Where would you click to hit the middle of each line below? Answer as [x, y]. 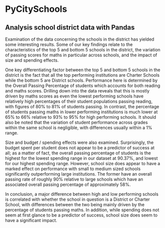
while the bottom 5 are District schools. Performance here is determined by [81, 80]
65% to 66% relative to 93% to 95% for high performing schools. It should [81, 117]
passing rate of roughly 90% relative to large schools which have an [74, 179]
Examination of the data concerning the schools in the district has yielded [80, 39]
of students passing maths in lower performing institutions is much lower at [82, 112]
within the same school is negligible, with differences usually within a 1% [79, 128]
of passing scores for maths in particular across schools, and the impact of [81, 55]
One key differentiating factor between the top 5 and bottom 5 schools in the [83, 70]
